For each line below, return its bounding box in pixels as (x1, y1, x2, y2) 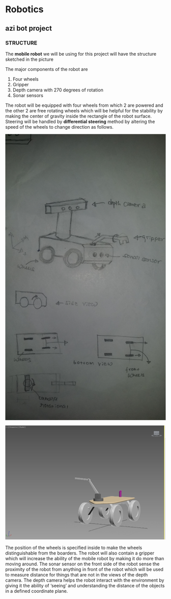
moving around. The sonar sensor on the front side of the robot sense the (5, 561, 160, 567)
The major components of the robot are (5, 66, 88, 72)
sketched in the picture (5, 56, 53, 62)
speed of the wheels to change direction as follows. (5, 124, 113, 130)
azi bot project (5, 24, 52, 33)
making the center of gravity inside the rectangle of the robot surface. (5, 113, 152, 119)
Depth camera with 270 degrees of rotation (12, 87, 103, 93)
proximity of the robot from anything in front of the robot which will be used (5, 566, 164, 572)
